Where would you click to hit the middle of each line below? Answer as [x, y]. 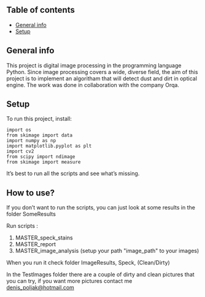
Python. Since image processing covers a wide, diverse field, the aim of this [102, 72]
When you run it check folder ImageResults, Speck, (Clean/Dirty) [88, 263]
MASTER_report [36, 244]
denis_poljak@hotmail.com [41, 288]
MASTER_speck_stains [44, 238]
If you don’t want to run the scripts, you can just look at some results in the [101, 208]
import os [19, 130]
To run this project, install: [39, 119]
